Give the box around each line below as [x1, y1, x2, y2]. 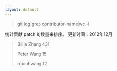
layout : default [5, 7, 39, 12]
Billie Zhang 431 [17, 41, 50, 47]
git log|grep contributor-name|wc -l [17, 21, 90, 27]
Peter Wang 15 [17, 51, 47, 57]
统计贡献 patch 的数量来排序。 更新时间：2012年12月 [5, 31, 113, 37]
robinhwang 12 [17, 60, 48, 66]
